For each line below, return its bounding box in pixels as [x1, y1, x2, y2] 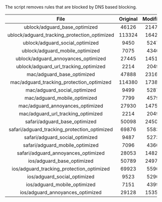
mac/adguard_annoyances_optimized [18, 103, 104, 109]
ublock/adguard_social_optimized [23, 40, 99, 46]
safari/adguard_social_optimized [24, 134, 98, 140]
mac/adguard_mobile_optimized [24, 94, 97, 101]
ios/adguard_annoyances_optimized [20, 189, 102, 196]
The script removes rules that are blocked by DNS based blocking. [5, 4, 137, 10]
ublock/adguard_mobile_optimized [21, 47, 100, 54]
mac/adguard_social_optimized [26, 87, 96, 93]
